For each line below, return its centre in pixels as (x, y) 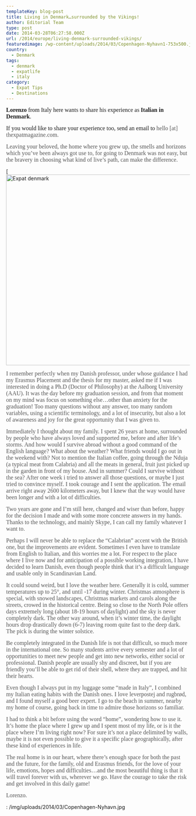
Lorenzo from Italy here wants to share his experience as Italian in (85, 110)
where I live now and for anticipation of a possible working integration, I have (97, 560)
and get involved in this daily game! (48, 783)
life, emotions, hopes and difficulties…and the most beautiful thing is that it (94, 770)
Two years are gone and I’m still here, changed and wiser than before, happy (95, 509)
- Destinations (30, 93)
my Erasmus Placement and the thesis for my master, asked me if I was (89, 380)
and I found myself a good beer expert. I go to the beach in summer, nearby (94, 701)
